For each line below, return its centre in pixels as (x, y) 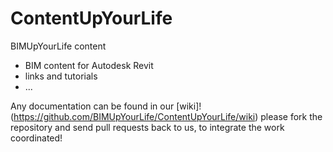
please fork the (291, 116)
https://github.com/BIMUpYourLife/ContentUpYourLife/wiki (134, 116)
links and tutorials (61, 76)
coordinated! (36, 138)
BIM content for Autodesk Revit (89, 65)
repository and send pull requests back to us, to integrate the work (147, 127)
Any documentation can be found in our (92, 106)
